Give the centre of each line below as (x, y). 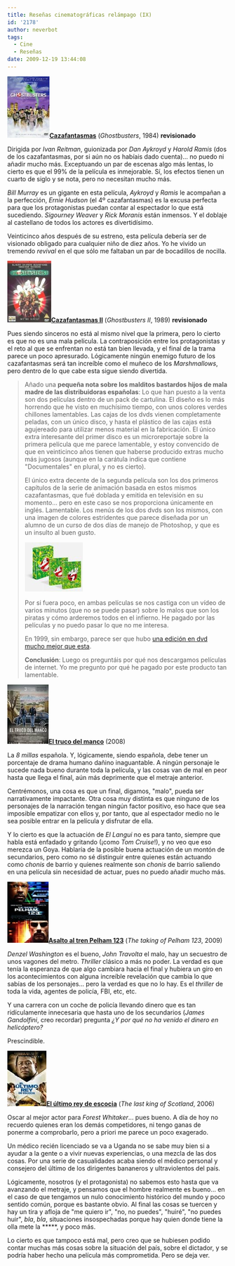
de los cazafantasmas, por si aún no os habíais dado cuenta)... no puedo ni (116, 156)
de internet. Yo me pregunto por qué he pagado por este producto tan (126, 667)
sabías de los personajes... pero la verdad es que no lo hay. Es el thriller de (115, 984)
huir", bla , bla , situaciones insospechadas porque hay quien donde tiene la (115, 1219)
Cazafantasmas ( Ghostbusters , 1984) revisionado (123, 135)
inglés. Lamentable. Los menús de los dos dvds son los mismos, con (123, 510)
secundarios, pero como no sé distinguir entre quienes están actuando (109, 856)
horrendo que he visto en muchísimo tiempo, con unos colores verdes (126, 407)
